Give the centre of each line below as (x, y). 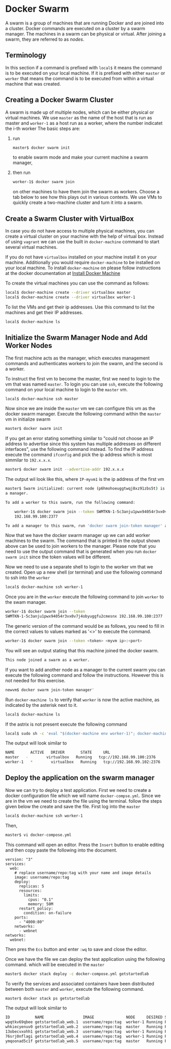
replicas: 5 (31, 886)
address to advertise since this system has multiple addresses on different (83, 444)
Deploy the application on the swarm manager (80, 778)
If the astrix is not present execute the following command (66, 724)
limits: (32, 895)
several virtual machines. (31, 247)
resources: (30, 890)
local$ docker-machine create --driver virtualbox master (68, 293)
